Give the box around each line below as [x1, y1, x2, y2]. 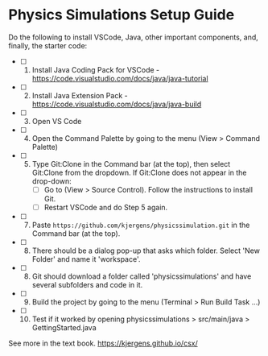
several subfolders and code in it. [31, 280, 143, 290]
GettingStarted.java [31, 323, 97, 333]
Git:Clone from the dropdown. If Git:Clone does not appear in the [31, 168, 247, 177]
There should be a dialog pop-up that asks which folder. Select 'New [31, 246, 260, 255]
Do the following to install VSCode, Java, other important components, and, [8, 32, 259, 42]
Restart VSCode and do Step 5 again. [43, 203, 168, 212]
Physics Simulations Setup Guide [8, 6, 235, 24]
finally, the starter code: [8, 40, 88, 50]
